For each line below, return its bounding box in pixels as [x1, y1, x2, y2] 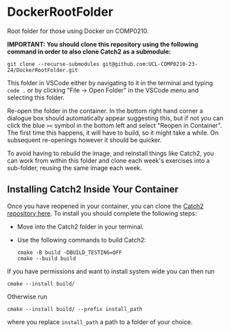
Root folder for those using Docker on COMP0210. [7, 27, 149, 35]
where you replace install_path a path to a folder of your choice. [7, 317, 193, 326]
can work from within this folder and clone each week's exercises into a [7, 156, 210, 165]
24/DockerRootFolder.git [7, 67, 78, 73]
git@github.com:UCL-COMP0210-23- [102, 60, 198, 67]
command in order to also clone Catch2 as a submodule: [7, 47, 172, 56]
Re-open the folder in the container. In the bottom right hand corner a [7, 106, 204, 115]
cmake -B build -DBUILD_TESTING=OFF [16, 249, 122, 256]
